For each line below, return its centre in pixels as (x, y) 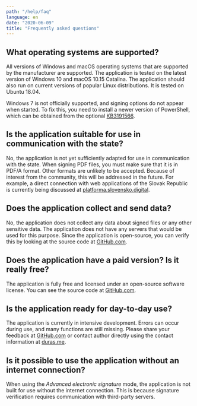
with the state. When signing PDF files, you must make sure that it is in (92, 164)
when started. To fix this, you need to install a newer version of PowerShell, (98, 110)
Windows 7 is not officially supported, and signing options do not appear (95, 103)
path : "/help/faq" (29, 12)
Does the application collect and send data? (89, 208)
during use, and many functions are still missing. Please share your (88, 329)
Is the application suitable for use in (74, 134)
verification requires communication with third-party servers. (81, 397)
